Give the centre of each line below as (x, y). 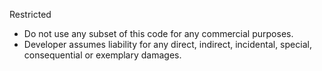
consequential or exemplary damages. (102, 55)
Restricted (30, 14)
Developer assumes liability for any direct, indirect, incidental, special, (167, 44)
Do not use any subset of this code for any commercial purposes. (158, 33)
